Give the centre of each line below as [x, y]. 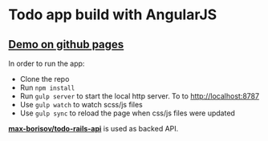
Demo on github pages [66, 44]
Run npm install [47, 87]
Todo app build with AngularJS [113, 15]
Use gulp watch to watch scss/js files [81, 105]
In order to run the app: [47, 63]
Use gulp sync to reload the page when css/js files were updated [127, 113]
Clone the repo [45, 79]
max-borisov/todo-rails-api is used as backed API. [93, 129]
